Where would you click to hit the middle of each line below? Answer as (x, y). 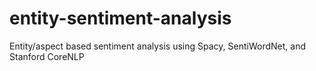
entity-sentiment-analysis (120, 18)
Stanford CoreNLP (47, 56)
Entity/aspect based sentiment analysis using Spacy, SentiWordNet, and (157, 46)
